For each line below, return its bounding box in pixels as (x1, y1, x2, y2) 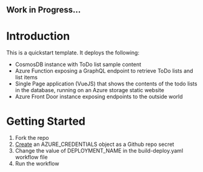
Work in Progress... (6, 5, 81, 15)
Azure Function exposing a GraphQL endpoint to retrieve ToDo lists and (15, 67, 193, 74)
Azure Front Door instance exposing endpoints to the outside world (15, 93, 183, 101)
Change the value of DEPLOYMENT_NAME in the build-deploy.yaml (15, 147, 184, 154)
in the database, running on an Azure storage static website (15, 87, 165, 94)
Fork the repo (15, 134, 50, 142)
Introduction (6, 29, 70, 43)
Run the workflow (15, 160, 59, 167)
